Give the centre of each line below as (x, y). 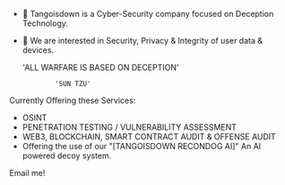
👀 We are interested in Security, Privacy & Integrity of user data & (142, 41)
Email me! (27, 173)
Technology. (45, 23)
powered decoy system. (67, 156)
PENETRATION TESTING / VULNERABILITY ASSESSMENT (130, 127)
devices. (38, 50)
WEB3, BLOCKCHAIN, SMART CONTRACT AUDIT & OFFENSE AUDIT (149, 137)
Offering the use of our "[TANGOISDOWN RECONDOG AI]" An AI (142, 146)
